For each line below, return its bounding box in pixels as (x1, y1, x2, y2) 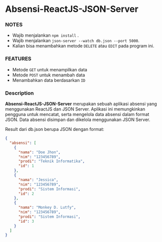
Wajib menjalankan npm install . (12, 32, 79, 38)
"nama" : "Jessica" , (18, 177, 58, 182)
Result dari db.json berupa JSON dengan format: (5, 126, 105, 132)
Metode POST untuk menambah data (12, 72, 85, 78)
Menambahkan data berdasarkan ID (12, 77, 85, 83)
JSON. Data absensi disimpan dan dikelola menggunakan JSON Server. (5, 117, 151, 122)
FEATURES (5, 56, 32, 62)
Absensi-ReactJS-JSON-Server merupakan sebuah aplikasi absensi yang (5, 101, 157, 107)
